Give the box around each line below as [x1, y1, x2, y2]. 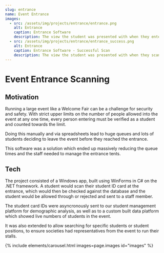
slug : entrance [5, 7, 36, 12]
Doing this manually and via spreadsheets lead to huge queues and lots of [5, 131, 154, 137]
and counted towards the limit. [5, 122, 66, 127]
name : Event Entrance [5, 12, 49, 17]
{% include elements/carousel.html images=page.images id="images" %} [5, 243, 154, 249]
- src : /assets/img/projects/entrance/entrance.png [9, 21, 117, 26]
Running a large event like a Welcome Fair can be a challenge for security [5, 106, 153, 112]
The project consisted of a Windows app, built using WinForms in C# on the [5, 178, 157, 184]
